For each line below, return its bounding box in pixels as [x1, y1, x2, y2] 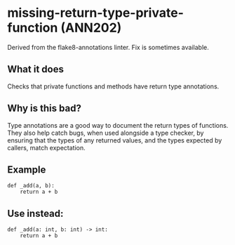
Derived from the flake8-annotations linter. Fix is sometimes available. [7, 43, 209, 51]
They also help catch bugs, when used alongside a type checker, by [7, 128, 204, 137]
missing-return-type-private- [7, 5, 184, 21]
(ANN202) [60, 20, 122, 36]
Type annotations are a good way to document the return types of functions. [7, 121, 229, 129]
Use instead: [7, 207, 64, 219]
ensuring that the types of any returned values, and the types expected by [7, 135, 222, 145]
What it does [7, 63, 65, 75]
